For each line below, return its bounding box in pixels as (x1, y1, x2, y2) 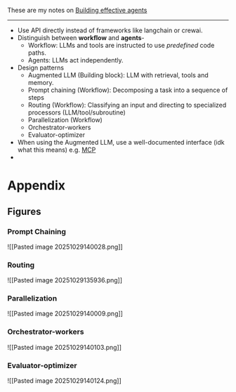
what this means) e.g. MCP (17, 145, 96, 154)
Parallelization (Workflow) (27, 116, 103, 124)
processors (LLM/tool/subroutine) (27, 108, 126, 117)
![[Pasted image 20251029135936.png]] (7, 276, 123, 285)
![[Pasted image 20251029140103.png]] (7, 343, 122, 351)
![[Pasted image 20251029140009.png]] (7, 309, 123, 318)
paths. (27, 48, 47, 57)
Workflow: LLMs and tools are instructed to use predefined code (27, 41, 215, 49)
